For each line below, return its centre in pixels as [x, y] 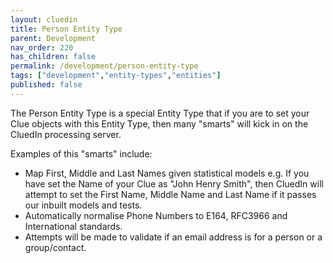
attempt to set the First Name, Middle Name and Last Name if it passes [170, 194]
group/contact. [55, 247]
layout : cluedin [44, 19]
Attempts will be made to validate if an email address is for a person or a [173, 237]
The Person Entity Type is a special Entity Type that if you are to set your [160, 113]
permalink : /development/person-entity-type [104, 66]
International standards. [73, 226]
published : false [46, 85]
